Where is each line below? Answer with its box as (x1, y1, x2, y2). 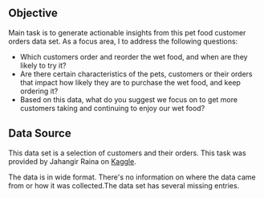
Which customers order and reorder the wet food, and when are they (19, 52, 248, 61)
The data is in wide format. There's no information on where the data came (8, 172, 256, 182)
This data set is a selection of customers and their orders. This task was (8, 148, 246, 158)
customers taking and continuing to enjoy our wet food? (19, 103, 205, 113)
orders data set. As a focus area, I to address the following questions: (8, 36, 238, 46)
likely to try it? (19, 60, 67, 70)
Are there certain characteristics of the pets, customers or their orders (19, 68, 253, 79)
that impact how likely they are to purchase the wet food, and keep (19, 77, 241, 87)
